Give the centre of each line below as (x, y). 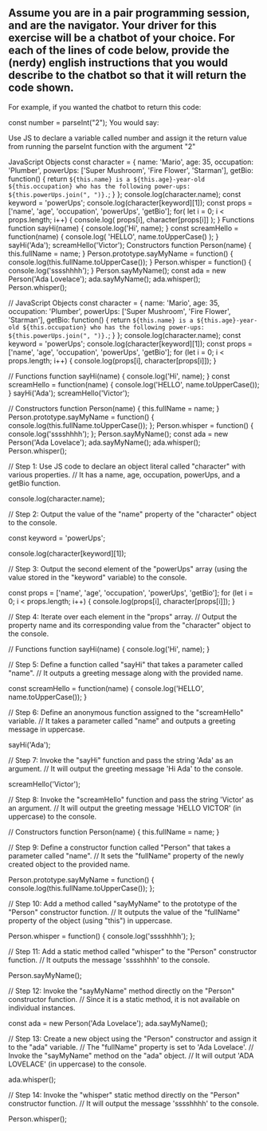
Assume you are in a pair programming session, (129, 13)
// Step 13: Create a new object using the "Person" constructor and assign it (133, 1039)
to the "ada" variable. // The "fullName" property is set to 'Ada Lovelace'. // (131, 1047)
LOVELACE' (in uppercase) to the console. (78, 1064)
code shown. (41, 88)
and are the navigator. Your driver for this (113, 26)
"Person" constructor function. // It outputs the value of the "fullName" (124, 912)
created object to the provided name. (69, 864)
